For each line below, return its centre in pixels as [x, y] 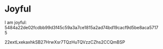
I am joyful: [16, 22]
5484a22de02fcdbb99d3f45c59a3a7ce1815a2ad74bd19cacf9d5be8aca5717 [81, 27]
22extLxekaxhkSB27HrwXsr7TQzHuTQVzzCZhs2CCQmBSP [65, 42]
